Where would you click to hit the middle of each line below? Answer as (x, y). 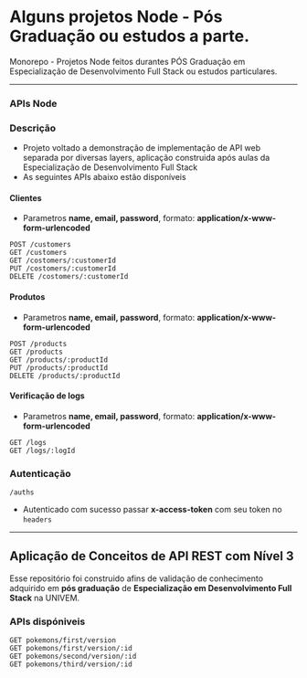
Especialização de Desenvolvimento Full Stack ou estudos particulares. (143, 71)
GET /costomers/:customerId (63, 261)
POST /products (38, 344)
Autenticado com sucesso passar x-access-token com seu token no (152, 510)
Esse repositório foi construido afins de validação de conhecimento (136, 578)
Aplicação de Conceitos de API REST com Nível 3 (152, 556)
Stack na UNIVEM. (45, 598)
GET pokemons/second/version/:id (73, 657)
